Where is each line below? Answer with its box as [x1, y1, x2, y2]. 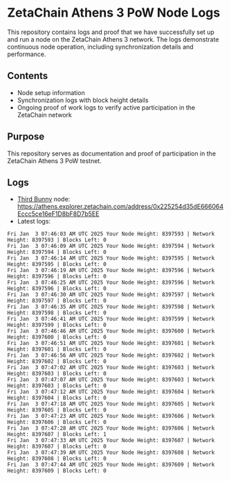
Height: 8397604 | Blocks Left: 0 [7, 394, 107, 402]
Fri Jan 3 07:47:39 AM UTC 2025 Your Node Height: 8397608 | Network [7, 449, 215, 456]
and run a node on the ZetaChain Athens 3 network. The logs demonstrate [7, 35, 219, 43]
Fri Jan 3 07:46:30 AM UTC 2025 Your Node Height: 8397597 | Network [7, 292, 215, 298]
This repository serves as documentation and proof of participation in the [7, 149, 216, 158]
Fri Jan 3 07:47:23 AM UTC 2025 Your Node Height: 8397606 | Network [7, 413, 215, 420]
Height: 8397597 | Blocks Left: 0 [7, 297, 107, 305]
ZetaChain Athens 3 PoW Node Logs [7, 5, 221, 21]
